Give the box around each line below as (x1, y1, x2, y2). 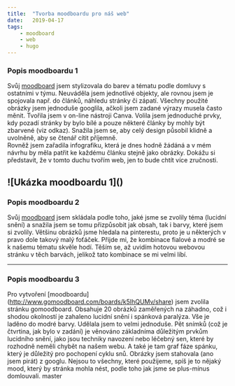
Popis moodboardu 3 (7, 274, 80, 284)
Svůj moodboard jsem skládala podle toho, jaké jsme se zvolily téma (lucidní (7, 213, 227, 221)
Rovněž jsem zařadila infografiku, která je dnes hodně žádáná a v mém (7, 141, 211, 150)
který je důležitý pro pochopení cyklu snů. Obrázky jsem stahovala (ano (7, 350, 214, 358)
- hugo (20, 43, 39, 50)
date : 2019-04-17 (7, 17, 64, 24)
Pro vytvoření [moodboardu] (7, 290, 90, 299)
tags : (7, 23, 23, 30)
